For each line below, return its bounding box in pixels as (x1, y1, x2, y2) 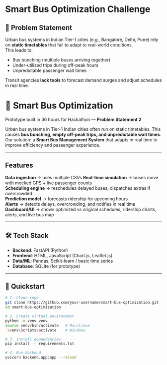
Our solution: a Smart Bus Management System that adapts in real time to (5, 136, 158, 143)
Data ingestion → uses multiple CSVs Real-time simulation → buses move (5, 174, 159, 180)
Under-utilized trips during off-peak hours (12, 62, 98, 68)
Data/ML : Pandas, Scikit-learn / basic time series (12, 258, 113, 264)
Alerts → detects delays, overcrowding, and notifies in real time (5, 201, 136, 207)
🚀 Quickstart (5, 282, 45, 291)
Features (5, 161, 33, 170)
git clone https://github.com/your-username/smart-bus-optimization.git (5, 300, 159, 305)
